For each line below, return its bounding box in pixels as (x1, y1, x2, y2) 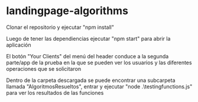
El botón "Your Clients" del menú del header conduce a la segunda (6, 52, 169, 60)
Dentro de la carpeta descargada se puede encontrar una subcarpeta (6, 77, 176, 84)
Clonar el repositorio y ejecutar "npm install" (6, 24, 114, 31)
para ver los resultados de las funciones (6, 89, 104, 96)
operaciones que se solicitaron (6, 65, 82, 72)
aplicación (6, 41, 31, 48)
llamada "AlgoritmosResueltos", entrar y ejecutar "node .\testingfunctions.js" (6, 83, 193, 90)
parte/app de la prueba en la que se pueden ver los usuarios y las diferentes (6, 59, 192, 66)
